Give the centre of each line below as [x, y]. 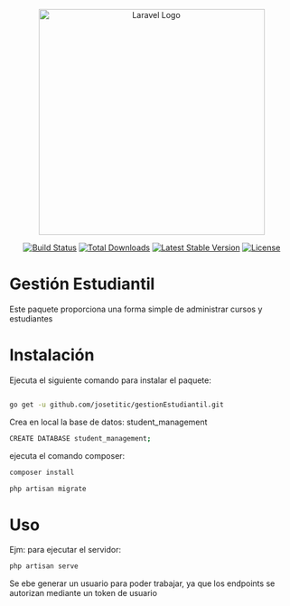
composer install [42, 472]
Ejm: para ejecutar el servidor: [65, 550]
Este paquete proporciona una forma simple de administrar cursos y [136, 309]
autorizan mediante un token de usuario [84, 593]
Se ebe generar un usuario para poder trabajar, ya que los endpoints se [142, 583]
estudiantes [31, 318]
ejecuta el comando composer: [67, 455]
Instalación [52, 355]
